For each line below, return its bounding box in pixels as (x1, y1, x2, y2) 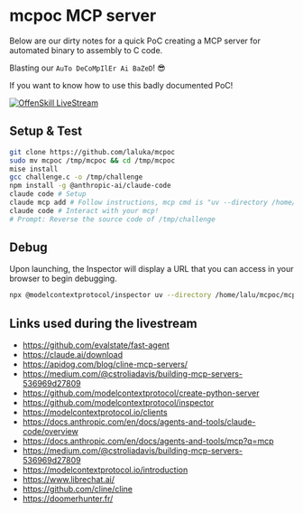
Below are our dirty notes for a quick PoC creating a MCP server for (9, 35, 262, 46)
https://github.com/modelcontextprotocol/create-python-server (22, 387, 260, 398)
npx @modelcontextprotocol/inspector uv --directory (9, 291, 212, 300)
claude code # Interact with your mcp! (9, 206, 160, 215)
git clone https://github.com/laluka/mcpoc (9, 147, 176, 156)
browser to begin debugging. (9, 273, 117, 284)
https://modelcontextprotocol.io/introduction (22, 464, 188, 475)
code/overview (22, 426, 78, 437)
